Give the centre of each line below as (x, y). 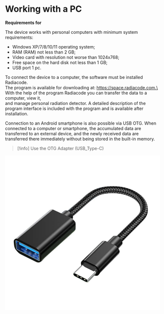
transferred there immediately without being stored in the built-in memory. (80, 139)
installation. (17, 113)
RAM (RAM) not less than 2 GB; (44, 52)
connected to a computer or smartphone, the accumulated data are (73, 128)
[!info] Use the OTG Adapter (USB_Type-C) (60, 148)
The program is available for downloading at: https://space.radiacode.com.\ (82, 87)
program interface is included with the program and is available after (74, 108)
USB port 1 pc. (27, 68)
